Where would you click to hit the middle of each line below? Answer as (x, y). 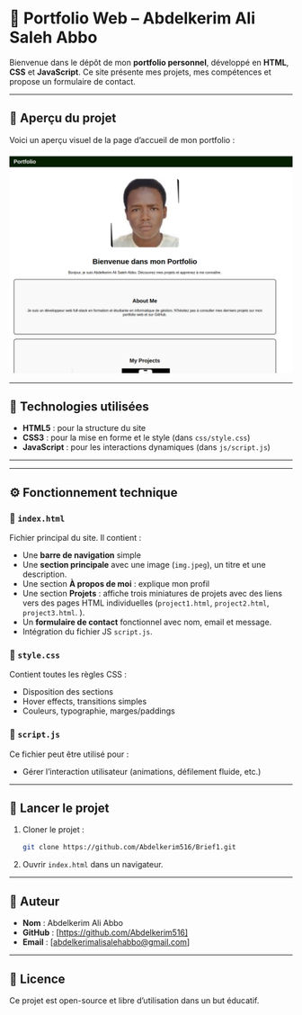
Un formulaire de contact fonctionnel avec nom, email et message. (147, 622)
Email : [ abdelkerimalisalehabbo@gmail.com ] (106, 942)
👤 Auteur (35, 901)
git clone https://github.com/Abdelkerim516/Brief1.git (129, 848)
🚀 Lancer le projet (59, 808)
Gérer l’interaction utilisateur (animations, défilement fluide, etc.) (142, 771)
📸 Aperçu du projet (63, 118)
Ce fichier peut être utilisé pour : (69, 754)
